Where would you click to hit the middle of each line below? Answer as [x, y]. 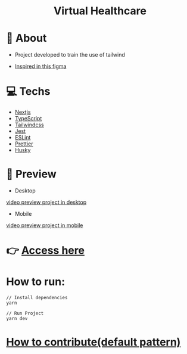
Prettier [24, 144]
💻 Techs [28, 91]
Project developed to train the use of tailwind [70, 55]
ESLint [23, 138]
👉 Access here [46, 251]
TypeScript [28, 119]
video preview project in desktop [46, 202]
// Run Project [25, 313]
